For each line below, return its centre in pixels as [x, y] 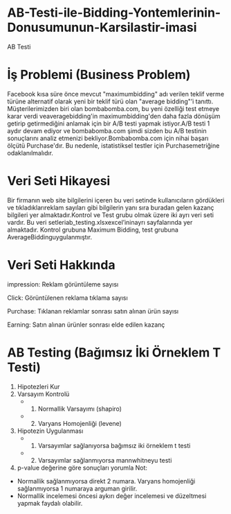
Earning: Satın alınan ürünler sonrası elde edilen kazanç [86, 325]
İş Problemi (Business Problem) [99, 75]
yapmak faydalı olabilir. [50, 503]
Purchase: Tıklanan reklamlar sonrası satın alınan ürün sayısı [93, 311]
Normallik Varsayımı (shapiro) [80, 409]
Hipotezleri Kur [38, 386]
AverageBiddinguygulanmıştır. [49, 237]
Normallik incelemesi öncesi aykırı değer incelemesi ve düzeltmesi [112, 496]
